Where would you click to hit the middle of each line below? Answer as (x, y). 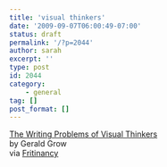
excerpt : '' (31, 59)
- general (44, 92)
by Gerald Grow (38, 144)
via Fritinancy (34, 154)
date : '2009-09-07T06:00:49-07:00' (75, 26)
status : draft (36, 34)
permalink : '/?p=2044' (51, 42)
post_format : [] (39, 109)
